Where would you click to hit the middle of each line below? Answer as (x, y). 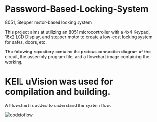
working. (14, 62)
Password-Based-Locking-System (77, 9)
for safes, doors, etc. (26, 42)
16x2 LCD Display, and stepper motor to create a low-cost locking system (79, 37)
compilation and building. (58, 92)
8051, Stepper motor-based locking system (49, 22)
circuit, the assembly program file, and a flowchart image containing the (77, 56)
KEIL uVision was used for (59, 82)
